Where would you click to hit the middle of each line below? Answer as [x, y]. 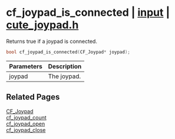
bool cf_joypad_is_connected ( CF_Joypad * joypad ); [68, 52]
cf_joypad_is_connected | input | [88, 13]
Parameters [26, 66]
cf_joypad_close [26, 130]
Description [65, 66]
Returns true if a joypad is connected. [52, 41]
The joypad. [65, 76]
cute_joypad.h [42, 25]
